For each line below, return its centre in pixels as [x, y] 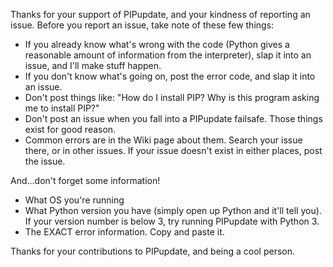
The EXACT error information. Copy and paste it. [124, 232]
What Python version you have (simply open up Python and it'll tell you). [173, 210]
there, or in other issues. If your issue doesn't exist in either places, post [173, 150]
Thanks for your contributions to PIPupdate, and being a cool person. [153, 251]
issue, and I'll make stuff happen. [93, 65]
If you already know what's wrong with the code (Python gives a [157, 44]
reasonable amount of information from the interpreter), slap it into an [168, 55]
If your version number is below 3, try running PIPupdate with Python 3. [172, 221]
